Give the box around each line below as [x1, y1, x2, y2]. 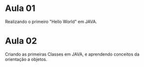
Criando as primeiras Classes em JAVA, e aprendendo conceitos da [5, 51, 140, 57]
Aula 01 [5, 3, 35, 14]
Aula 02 [5, 35, 37, 46]
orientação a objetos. [5, 56, 47, 62]
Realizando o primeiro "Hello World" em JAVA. [5, 19, 98, 24]
